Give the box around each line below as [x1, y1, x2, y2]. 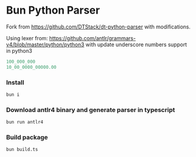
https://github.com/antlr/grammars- [49, 34, 136, 41]
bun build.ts [6, 146, 38, 153]
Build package [6, 133, 48, 141]
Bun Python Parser [6, 4, 100, 17]
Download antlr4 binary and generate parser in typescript [6, 105, 175, 114]
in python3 [6, 47, 32, 54]
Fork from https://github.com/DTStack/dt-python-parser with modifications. [6, 23, 191, 30]
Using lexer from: [6, 34, 48, 41]
